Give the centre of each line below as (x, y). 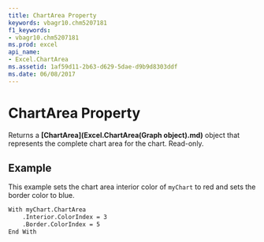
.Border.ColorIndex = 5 (61, 225)
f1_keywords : (30, 30)
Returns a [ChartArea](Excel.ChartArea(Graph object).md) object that (124, 135)
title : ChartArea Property (52, 15)
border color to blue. (41, 195)
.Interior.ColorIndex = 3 (65, 218)
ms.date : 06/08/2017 (42, 74)
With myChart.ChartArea (47, 210)
